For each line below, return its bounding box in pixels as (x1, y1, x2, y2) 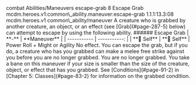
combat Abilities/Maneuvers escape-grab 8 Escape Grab (6, 5, 144, 11)
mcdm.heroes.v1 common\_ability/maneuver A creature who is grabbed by (6, 17, 186, 24)
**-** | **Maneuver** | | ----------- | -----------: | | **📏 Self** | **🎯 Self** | (6, 36, 190, 42)
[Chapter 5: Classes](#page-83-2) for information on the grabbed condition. (6, 73, 191, 79)
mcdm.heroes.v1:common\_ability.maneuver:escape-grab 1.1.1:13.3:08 (6, 10, 174, 17)
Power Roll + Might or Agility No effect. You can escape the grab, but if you (6, 42, 188, 48)
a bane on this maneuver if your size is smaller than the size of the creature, (6, 60, 190, 67)
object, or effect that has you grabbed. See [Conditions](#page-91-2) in (6, 66, 180, 73)
